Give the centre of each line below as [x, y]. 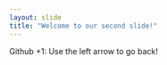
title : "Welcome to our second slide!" [83, 26]
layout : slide [36, 17]
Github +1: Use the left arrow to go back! [83, 51]
